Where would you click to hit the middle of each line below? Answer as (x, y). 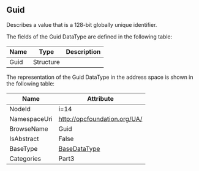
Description (83, 51)
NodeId (20, 109)
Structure (46, 62)
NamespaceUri (31, 118)
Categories (25, 158)
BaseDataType (79, 148)
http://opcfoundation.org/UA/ (100, 118)
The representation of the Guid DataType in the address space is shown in (100, 77)
